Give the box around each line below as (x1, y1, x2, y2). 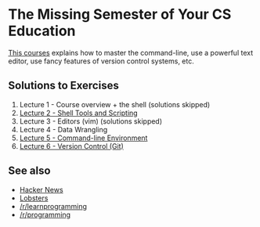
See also (8, 164, 51, 178)
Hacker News (19, 185, 64, 194)
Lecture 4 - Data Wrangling (19, 124, 108, 134)
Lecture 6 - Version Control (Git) (19, 141, 124, 150)
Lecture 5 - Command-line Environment (19, 133, 148, 142)
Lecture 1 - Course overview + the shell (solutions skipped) (19, 99, 211, 109)
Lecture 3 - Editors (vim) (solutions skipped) (19, 116, 163, 126)
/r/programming (19, 210, 71, 219)
